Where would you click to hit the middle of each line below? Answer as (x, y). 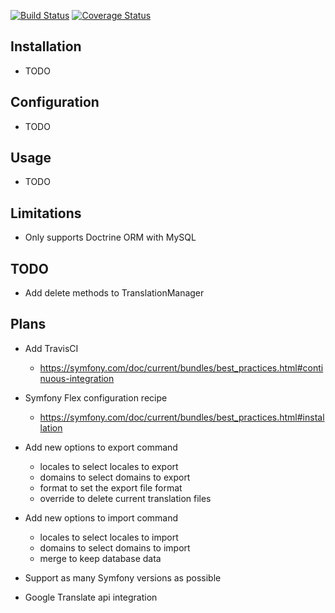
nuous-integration (77, 378)
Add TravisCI (51, 348)
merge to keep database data (100, 558)
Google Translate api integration (91, 597)
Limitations (46, 213)
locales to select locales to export (109, 466)
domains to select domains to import (115, 547)
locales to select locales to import (109, 537)
